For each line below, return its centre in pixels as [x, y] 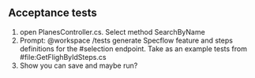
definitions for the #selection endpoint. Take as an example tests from [133, 48]
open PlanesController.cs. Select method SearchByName [112, 32]
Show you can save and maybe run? [79, 65]
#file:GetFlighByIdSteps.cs [63, 57]
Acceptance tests [52, 13]
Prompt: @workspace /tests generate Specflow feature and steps [126, 40]
